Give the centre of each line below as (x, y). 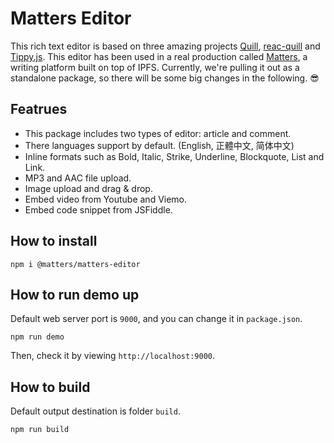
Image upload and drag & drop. (88, 188)
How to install (54, 241)
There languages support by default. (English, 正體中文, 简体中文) (159, 145)
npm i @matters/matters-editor (75, 264)
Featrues (39, 109)
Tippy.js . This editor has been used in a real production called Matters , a (159, 56)
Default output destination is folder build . (95, 411)
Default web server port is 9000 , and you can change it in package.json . (156, 319)
